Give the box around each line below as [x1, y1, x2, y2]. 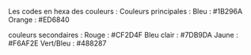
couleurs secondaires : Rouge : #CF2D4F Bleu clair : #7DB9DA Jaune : [8, 31, 239, 39]
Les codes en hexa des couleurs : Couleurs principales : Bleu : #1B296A [8, 7, 243, 16]
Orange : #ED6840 [8, 15, 70, 24]
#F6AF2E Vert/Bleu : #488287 [8, 38, 107, 48]
